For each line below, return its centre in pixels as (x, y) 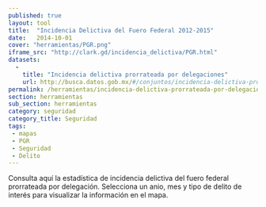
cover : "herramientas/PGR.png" (60, 45)
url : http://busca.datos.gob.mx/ (78, 82)
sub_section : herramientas (53, 104)
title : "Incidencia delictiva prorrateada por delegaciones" (125, 75)
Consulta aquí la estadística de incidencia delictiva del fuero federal (119, 178)
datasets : (25, 60)
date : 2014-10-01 (40, 38)
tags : (17, 126)
